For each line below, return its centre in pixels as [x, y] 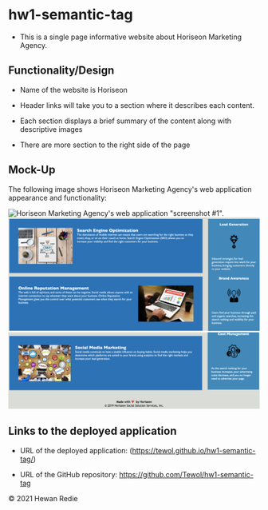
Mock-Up [32, 170]
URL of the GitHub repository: [69, 474]
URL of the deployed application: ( [76, 450]
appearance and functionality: [58, 197]
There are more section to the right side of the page [105, 145]
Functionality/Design [61, 71]
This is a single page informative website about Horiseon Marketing [130, 37]
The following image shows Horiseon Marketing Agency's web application [130, 189]
